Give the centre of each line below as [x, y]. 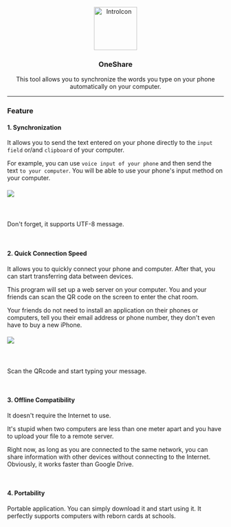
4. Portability [26, 493]
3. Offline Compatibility [41, 400]
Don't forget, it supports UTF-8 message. [66, 224]
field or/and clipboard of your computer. [66, 150]
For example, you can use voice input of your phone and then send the [109, 163]
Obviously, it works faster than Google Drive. [70, 464]
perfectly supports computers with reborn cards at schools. [92, 516]
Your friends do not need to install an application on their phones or [103, 310]
